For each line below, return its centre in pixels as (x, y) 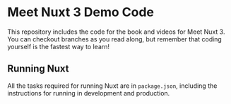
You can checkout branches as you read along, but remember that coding (115, 39)
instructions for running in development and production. (89, 93)
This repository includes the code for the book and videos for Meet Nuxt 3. (116, 32)
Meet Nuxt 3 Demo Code (81, 12)
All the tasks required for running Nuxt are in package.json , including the (112, 86)
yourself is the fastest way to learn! (59, 46)
